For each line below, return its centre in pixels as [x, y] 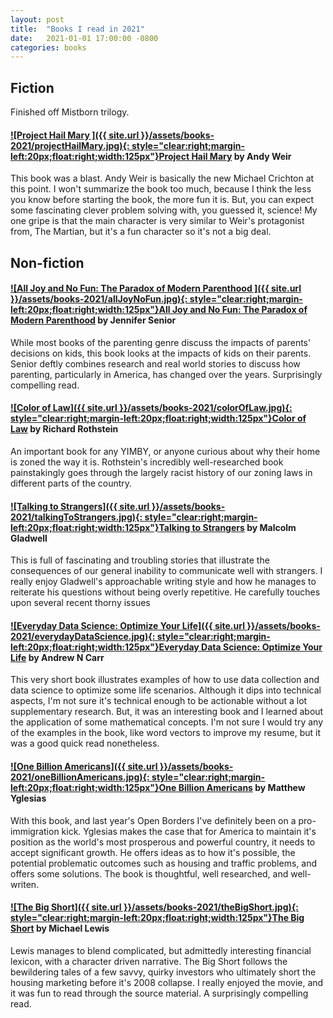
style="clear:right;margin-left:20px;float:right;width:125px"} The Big [157, 918]
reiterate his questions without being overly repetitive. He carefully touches [165, 592]
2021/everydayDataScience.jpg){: [83, 636]
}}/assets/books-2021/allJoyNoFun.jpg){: [99, 299]
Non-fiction [47, 262]
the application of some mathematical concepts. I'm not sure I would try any [167, 722]
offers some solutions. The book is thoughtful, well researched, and [149, 873]
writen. [25, 884]
